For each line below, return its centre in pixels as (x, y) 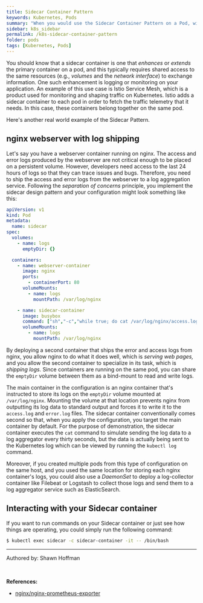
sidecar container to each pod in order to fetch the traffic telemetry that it (98, 101)
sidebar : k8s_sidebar (34, 29)
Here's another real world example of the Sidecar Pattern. (78, 119)
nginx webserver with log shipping (73, 139)
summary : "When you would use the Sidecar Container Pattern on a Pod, (98, 23)
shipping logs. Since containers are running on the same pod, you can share (101, 369)
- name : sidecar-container (51, 310)
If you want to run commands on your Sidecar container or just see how (95, 523)
